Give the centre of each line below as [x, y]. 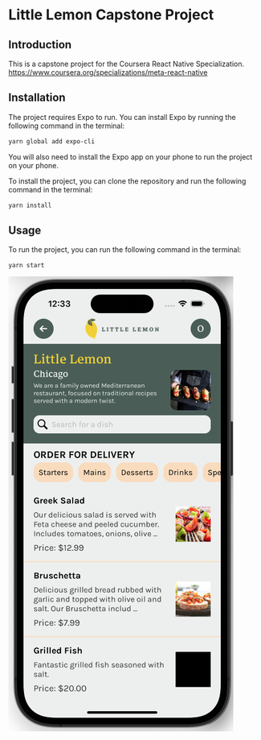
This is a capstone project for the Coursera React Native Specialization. [126, 64]
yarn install [30, 205]
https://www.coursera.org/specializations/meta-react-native [108, 72]
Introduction [40, 45]
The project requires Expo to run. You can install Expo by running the [122, 117]
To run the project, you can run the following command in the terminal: [125, 250]
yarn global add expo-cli [51, 141]
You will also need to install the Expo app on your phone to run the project [130, 157]
